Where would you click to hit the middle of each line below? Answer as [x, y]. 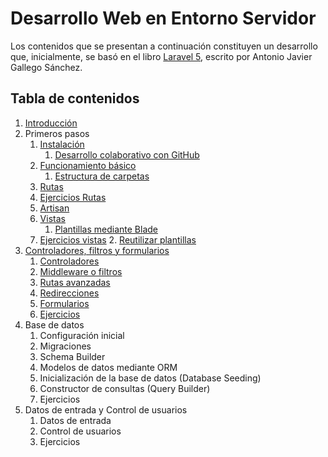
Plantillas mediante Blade [106, 229]
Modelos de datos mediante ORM [108, 367]
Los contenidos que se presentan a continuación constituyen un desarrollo [164, 46]
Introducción [51, 123]
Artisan [54, 208]
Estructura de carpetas [102, 176]
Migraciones [65, 346]
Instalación [62, 144]
